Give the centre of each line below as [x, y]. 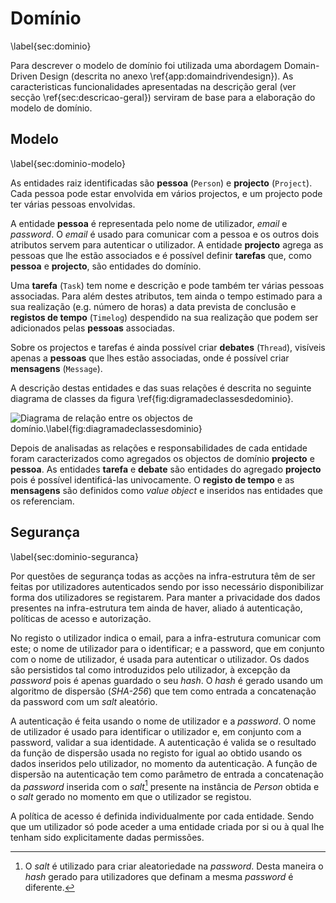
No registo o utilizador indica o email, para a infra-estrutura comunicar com [166, 638]
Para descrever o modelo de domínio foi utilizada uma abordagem [146, 65]
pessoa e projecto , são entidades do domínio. [106, 266]
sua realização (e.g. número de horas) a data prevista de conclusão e [153, 306]
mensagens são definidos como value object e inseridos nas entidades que [166, 490]
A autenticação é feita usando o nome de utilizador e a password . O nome [163, 721]
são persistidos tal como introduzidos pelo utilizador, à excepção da [150, 669]
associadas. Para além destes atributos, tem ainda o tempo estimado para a [166, 296]
